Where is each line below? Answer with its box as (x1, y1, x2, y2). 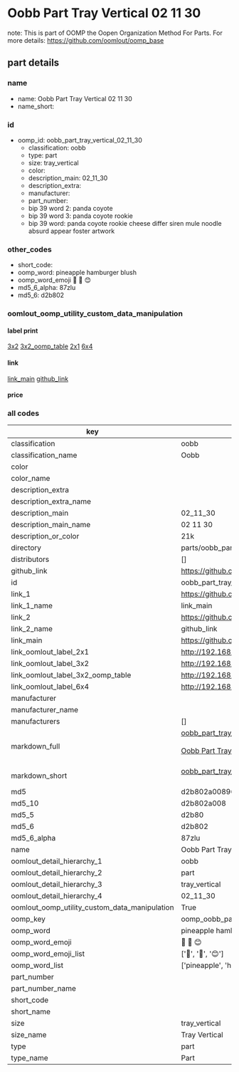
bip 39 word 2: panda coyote (28, 204, 113, 212)
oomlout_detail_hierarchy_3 (11, 880, 102, 890)
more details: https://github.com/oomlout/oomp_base (7, 36, 164, 44)
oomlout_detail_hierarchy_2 (11, 868, 102, 878)
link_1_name (11, 600, 53, 610)
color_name (11, 474, 51, 484)
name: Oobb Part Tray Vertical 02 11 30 (17, 94, 133, 103)
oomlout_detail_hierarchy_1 (11, 856, 102, 866)
